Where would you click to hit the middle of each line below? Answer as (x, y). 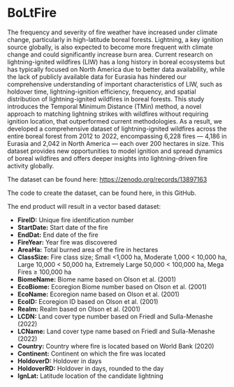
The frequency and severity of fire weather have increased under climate (112, 32)
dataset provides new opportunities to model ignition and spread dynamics (115, 151)
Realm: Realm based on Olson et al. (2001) (79, 309)
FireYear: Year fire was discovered (67, 242)
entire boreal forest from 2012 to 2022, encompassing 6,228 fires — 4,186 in (117, 136)
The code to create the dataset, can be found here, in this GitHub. (102, 193)
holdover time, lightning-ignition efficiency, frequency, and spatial (102, 92)
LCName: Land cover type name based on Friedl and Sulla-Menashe (116, 331)
